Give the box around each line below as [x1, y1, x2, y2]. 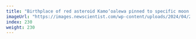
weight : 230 [6, 24, 35, 30]
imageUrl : [6, 14, 30, 19]
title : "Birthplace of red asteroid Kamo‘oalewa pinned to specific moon [6, 8, 190, 14]
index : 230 [6, 19, 33, 25]
